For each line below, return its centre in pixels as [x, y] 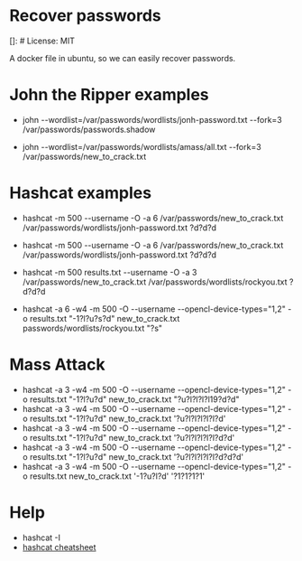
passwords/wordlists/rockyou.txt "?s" [92, 328]
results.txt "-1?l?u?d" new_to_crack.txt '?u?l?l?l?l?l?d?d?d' [137, 456]
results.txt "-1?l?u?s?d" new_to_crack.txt [105, 318]
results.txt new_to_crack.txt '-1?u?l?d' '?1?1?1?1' [118, 476]
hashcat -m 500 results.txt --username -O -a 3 [110, 272]
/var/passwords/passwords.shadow [89, 129]
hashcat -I [41, 538]
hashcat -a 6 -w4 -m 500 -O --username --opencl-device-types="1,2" [154, 309]
